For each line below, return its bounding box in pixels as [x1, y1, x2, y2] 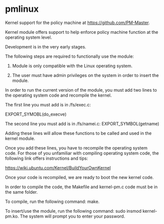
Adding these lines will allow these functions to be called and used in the [5, 130, 152, 136]
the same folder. [5, 189, 38, 195]
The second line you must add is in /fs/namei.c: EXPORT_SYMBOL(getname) [5, 121, 160, 126]
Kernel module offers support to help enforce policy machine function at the [5, 29, 159, 35]
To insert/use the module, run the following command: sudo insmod [5, 208, 142, 214]
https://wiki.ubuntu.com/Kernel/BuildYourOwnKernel [5, 165, 111, 171]
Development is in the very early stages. [5, 44, 87, 50]
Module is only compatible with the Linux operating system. [12, 63, 133, 69]
